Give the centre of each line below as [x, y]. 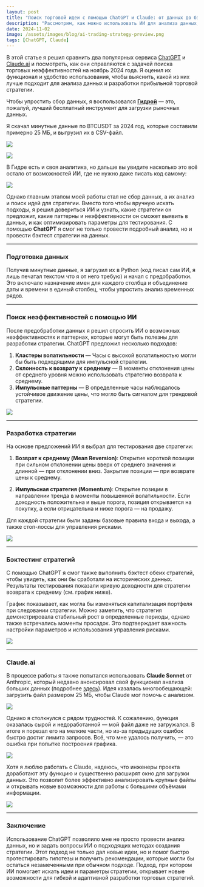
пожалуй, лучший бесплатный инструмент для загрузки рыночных [93, 108]
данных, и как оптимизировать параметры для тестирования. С [90, 223]
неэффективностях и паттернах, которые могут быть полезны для [92, 337]
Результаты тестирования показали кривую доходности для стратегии [98, 586]
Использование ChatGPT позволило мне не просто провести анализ [96, 839]
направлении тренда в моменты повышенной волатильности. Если [102, 495]
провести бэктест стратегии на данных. [58, 235]
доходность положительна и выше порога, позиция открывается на [103, 502]
